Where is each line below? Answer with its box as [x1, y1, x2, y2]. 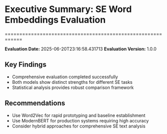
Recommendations [5, 99, 65, 107]
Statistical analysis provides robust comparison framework [12, 84, 134, 90]
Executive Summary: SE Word [5, 4, 132, 15]
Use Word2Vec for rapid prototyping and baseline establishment [12, 112, 145, 118]
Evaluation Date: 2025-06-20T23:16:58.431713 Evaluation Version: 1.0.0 [5, 46, 157, 52]
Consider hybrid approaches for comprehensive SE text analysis [12, 123, 146, 129]
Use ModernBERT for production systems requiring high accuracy [12, 117, 149, 123]
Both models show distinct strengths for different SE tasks [12, 79, 133, 85]
